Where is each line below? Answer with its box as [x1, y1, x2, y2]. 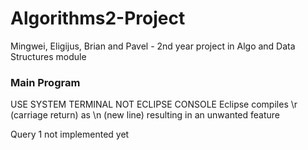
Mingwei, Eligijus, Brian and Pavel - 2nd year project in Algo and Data [10, 40, 296, 52]
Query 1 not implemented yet [10, 128, 130, 141]
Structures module [10, 50, 87, 62]
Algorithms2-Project [10, 7, 186, 30]
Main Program [10, 75, 81, 89]
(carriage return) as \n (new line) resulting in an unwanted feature [10, 109, 281, 121]
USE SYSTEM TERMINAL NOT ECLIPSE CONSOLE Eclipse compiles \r [10, 98, 298, 111]
